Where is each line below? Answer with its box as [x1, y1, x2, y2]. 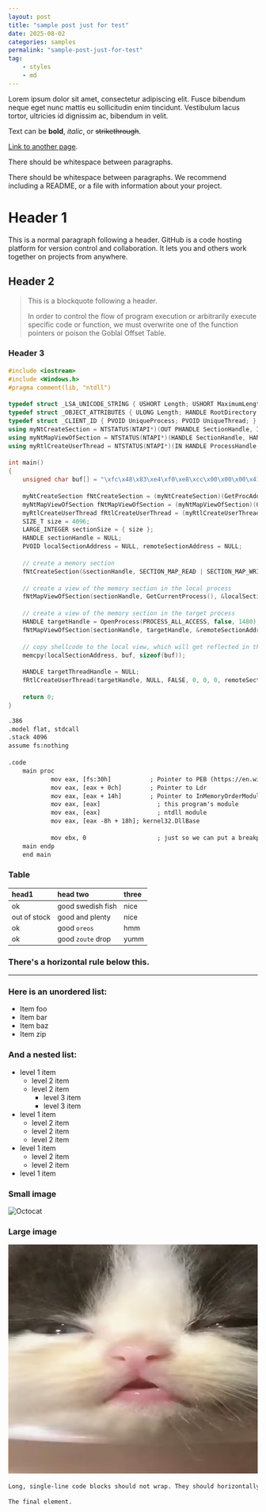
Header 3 [8, 347, 45, 359]
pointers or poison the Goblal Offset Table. [27, 328, 166, 337]
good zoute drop [57, 934, 112, 944]
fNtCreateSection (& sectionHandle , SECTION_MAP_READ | [22, 567, 203, 575]
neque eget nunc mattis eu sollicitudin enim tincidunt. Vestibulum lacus [8, 102, 240, 112]
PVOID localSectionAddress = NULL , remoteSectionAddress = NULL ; [22, 543, 243, 551]
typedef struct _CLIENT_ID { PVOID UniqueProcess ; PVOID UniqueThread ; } [8, 417, 257, 425]
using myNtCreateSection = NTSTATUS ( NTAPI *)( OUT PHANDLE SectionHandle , [8, 425, 253, 433]
